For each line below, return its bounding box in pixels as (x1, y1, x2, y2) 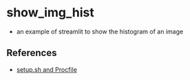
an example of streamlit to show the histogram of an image (16, 27, 184, 36)
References (6, 47, 57, 59)
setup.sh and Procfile (16, 65, 77, 73)
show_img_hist (6, 5, 94, 21)
